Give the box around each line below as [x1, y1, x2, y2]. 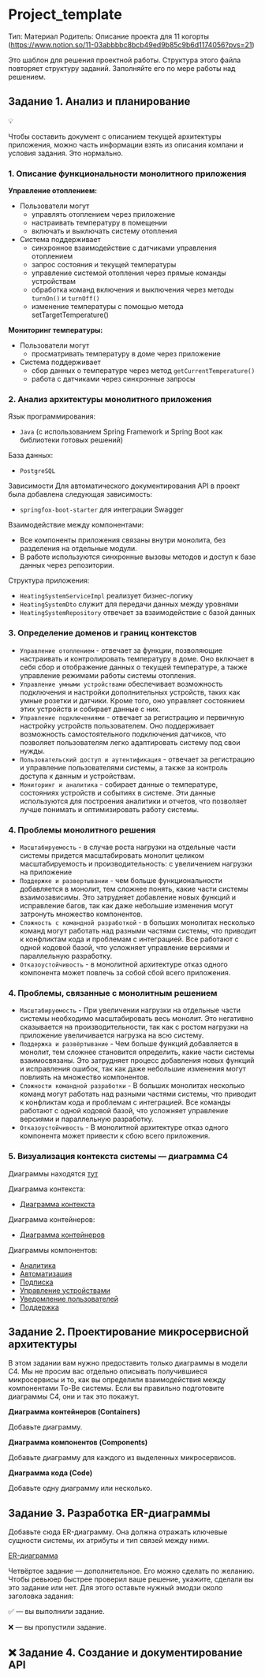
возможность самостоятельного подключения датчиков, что [19, 729, 226, 739]
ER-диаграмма [8, 1551, 58, 1560]
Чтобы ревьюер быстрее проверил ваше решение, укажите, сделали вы [8, 1575, 254, 1584]
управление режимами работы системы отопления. [19, 670, 196, 680]
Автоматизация [19, 1269, 73, 1278]
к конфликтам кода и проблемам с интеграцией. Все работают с [19, 934, 239, 944]
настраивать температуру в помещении [31, 218, 168, 228]
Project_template [8, 6, 122, 24]
